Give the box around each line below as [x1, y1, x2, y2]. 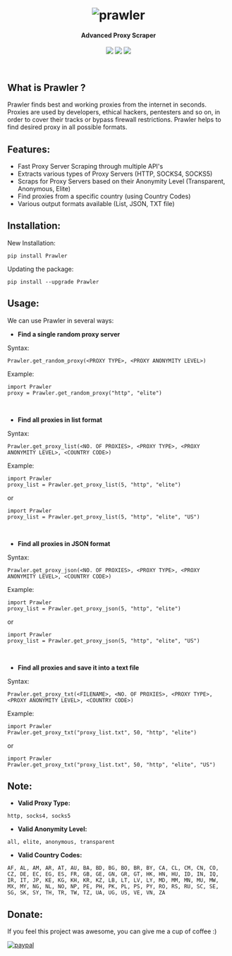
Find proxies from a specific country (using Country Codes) [17, 192, 191, 200]
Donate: [7, 908, 44, 920]
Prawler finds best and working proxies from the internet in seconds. [7, 100, 207, 109]
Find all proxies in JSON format [17, 539, 111, 547]
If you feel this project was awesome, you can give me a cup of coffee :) [7, 927, 217, 936]
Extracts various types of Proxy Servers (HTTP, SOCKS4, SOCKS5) [17, 169, 213, 179]
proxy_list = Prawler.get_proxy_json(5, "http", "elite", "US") [7, 637, 200, 644]
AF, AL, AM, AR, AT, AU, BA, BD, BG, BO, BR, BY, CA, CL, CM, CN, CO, [7, 864, 219, 872]
